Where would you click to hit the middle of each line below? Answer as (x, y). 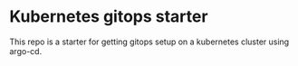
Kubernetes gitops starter (109, 17)
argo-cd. (26, 51)
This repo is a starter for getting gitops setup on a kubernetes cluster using (149, 42)
